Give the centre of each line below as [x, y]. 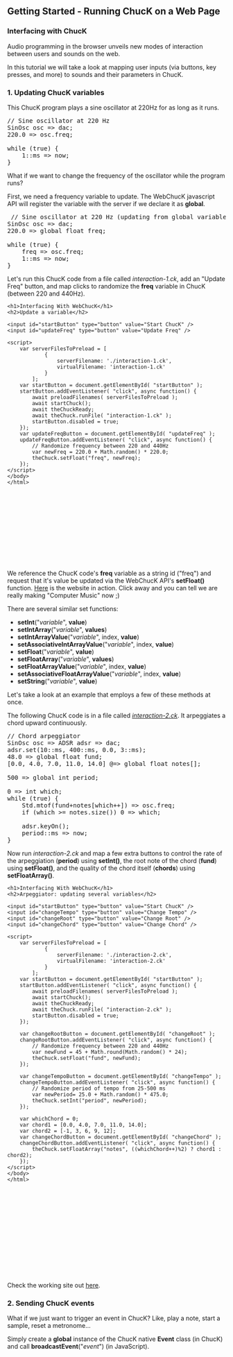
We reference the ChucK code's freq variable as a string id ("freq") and [109, 573]
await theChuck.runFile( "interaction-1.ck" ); [102, 416]
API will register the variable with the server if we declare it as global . [106, 203]
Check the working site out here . [54, 1285]
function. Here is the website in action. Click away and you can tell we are [113, 588]
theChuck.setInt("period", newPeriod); [90, 1100]
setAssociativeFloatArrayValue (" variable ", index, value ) [99, 674]
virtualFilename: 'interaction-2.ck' [111, 961]
